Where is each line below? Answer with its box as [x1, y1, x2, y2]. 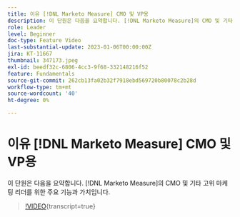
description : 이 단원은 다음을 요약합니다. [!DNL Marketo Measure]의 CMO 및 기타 [7, 17, 234, 24]
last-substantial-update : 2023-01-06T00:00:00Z [7, 44, 152, 51]
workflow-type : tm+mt [7, 84, 72, 91]
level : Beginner [7, 30, 56, 38]
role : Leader [7, 24, 46, 31]
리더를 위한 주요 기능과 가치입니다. [14, 187, 111, 196]
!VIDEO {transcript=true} [24, 201, 96, 211]
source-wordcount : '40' [7, 90, 79, 97]
